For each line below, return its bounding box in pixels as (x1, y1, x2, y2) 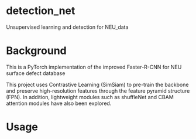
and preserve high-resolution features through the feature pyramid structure (6, 87, 190, 94)
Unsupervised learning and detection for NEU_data (6, 23, 129, 30)
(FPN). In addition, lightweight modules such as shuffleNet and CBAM (6, 93, 174, 100)
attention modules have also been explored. (6, 100, 112, 107)
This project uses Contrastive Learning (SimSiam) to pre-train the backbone (6, 81, 189, 88)
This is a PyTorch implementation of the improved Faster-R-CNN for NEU (6, 63, 182, 70)
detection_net (6, 4, 75, 18)
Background (6, 44, 67, 57)
